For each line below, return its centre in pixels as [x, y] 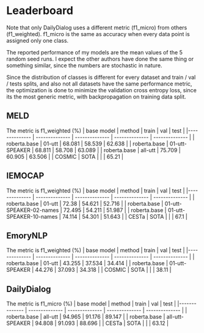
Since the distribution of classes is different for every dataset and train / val [101, 77]
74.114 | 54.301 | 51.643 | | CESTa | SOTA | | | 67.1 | [125, 216]
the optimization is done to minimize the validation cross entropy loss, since [101, 90]
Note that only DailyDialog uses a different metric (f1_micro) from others [97, 27]
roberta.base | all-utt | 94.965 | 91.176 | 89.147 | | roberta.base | [86, 317]
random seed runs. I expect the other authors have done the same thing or [100, 59]
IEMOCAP [25, 176]
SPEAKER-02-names [33, 210]
